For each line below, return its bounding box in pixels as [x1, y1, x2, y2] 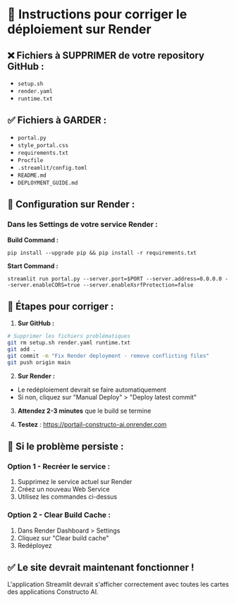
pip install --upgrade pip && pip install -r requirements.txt [7, 249, 197, 256]
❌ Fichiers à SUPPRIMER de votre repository [7, 49, 205, 61]
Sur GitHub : [17, 319, 55, 328]
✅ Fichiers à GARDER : [7, 114, 107, 126]
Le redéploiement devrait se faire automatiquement [17, 385, 167, 394]
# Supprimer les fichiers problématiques [7, 332, 131, 340]
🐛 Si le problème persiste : [7, 440, 125, 453]
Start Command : [7, 261, 58, 270]
